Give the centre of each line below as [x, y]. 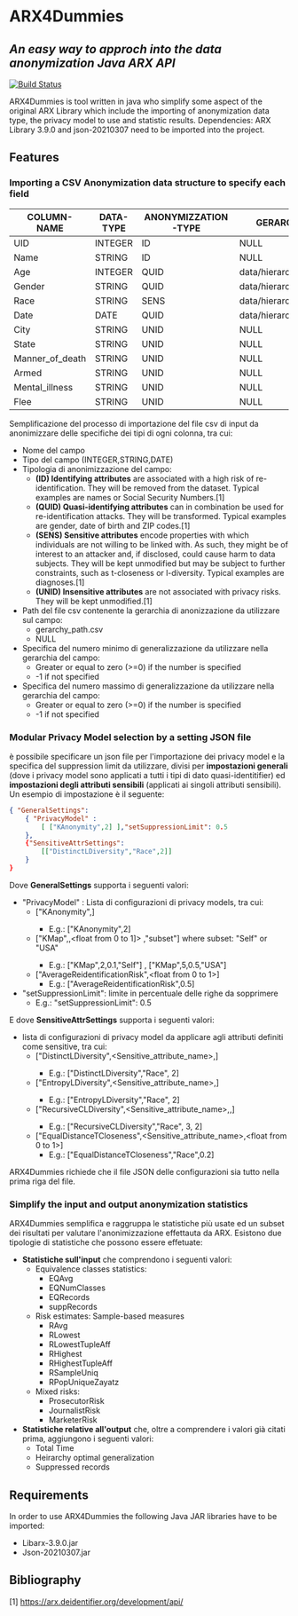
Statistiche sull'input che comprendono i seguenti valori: [127, 1260]
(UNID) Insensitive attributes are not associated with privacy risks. [158, 591]
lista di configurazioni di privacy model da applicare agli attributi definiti [153, 1037]
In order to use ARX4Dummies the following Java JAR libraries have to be [143, 1517]
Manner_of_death [50, 359]
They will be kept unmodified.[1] [94, 601]
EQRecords [69, 1297]
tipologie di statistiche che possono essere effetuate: [106, 1242]
